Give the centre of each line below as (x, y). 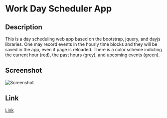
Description (24, 27)
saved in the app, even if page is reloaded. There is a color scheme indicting (83, 50)
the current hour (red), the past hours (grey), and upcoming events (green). (83, 55)
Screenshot (24, 70)
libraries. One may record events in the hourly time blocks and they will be (81, 44)
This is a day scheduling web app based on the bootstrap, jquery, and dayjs (83, 39)
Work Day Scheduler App (59, 9)
